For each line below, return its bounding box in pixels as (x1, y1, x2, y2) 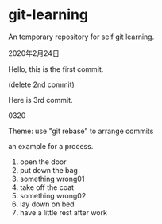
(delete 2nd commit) (8, 80, 75, 89)
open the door (19, 157, 67, 167)
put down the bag (19, 165, 78, 175)
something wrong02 (19, 191, 87, 200)
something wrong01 (19, 174, 85, 183)
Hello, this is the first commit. (8, 64, 104, 73)
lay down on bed (19, 199, 75, 209)
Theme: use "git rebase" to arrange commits (8, 126, 154, 136)
